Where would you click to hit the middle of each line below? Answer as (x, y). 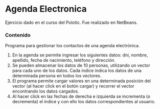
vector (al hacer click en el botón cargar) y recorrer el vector (73, 86)
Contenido (18, 35)
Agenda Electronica (46, 9)
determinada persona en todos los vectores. (57, 76)
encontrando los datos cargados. (46, 91)
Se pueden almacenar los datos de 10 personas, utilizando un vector (81, 65)
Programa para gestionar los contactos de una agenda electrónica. (72, 46)
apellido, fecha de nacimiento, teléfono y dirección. (64, 60)
